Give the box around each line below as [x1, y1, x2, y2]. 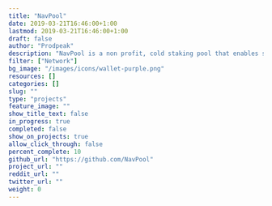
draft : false [8, 34, 53, 43]
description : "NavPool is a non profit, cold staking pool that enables [8, 49, 259, 58]
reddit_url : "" [8, 170, 60, 178]
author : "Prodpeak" [8, 42, 74, 50]
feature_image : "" [8, 102, 70, 110]
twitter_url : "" [8, 178, 63, 187]
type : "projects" [8, 95, 67, 103]
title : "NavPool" [8, 11, 67, 20]
